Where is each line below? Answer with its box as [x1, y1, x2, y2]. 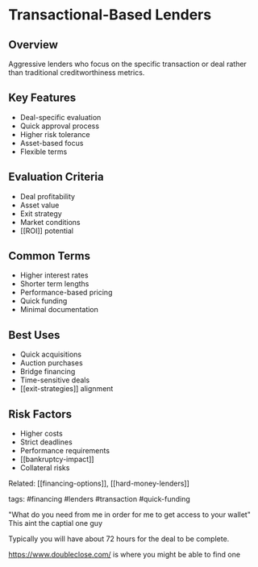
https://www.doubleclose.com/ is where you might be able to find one [8, 550, 240, 560]
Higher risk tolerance [19, 129, 90, 139]
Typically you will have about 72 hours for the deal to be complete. [8, 534, 230, 544]
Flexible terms [19, 147, 68, 156]
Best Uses [8, 328, 60, 342]
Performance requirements [19, 446, 110, 456]
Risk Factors [8, 407, 73, 421]
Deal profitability [19, 191, 75, 201]
